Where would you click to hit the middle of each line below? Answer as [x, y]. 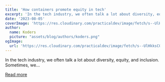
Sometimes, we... [23, 65]
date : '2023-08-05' [25, 19]
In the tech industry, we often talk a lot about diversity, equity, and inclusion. [82, 60]
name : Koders [23, 32]
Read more [16, 74]
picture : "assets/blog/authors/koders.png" [55, 37]
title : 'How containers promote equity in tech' [56, 10]
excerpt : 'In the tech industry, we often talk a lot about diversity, [80, 14]
